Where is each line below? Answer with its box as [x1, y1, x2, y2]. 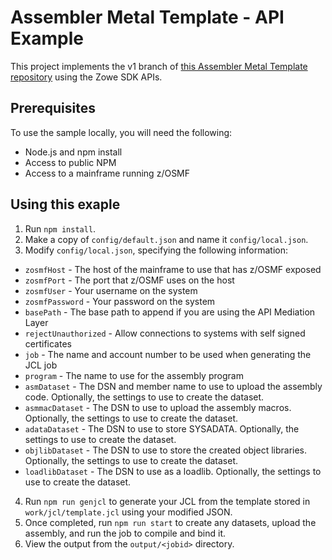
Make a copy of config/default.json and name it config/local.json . [24, 233, 309, 245]
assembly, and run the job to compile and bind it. [24, 527, 227, 539]
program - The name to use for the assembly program [24, 369, 244, 381]
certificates [24, 337, 72, 350]
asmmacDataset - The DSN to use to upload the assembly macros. [24, 401, 292, 413]
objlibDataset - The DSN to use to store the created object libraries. [24, 444, 308, 456]
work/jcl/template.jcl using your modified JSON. [24, 506, 233, 518]
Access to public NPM [24, 156, 117, 168]
